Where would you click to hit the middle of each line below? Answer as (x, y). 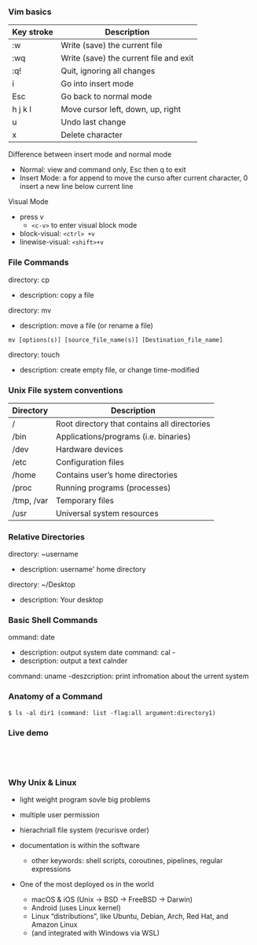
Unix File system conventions (66, 390)
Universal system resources (107, 513)
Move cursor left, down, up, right (121, 109)
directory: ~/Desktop (42, 584)
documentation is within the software (79, 846)
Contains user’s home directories (117, 475)
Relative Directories (46, 536)
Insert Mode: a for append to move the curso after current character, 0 (134, 178)
